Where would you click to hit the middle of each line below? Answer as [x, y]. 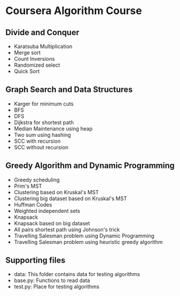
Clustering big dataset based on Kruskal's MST [70, 198]
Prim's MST [28, 186]
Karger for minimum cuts [44, 104]
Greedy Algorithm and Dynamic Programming [90, 166]
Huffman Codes [33, 204]
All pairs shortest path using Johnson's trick [67, 229]
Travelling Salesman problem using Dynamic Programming [84, 236]
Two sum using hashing [42, 135]
